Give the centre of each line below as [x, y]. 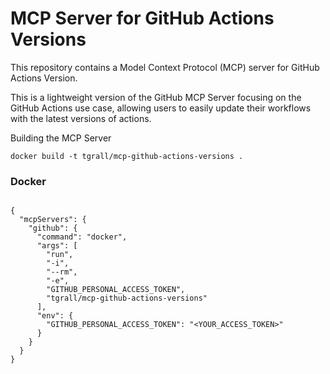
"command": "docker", [82, 237]
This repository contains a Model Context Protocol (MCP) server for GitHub [165, 67]
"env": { [55, 316]
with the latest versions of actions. [81, 118]
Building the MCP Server [61, 138]
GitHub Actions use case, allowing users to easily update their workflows [161, 108]
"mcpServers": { [53, 220]
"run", [60, 255]
